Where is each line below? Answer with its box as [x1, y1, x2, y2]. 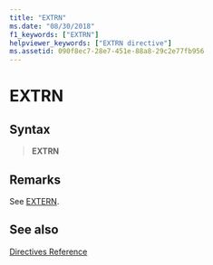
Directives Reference [9, 246, 88, 257]
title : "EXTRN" [9, 13, 67, 23]
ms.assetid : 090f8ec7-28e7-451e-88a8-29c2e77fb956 [9, 47, 205, 56]
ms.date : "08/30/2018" [9, 22, 95, 31]
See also [9, 222, 59, 238]
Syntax [9, 121, 51, 137]
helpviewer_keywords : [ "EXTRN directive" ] [9, 38, 172, 48]
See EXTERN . [9, 195, 60, 206]
